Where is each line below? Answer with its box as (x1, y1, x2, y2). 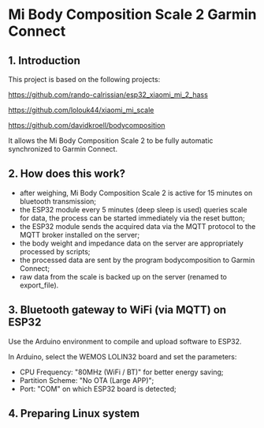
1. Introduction (8, 54, 80, 67)
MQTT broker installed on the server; (19, 230, 140, 239)
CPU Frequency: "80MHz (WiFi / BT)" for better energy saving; (19, 367, 224, 377)
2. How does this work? (8, 167, 126, 181)
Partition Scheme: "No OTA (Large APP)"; (19, 375, 154, 385)
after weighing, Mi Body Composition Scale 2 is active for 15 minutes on (19, 188, 253, 197)
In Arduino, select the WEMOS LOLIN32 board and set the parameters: (8, 351, 237, 361)
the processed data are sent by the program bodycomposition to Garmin (19, 255, 255, 265)
